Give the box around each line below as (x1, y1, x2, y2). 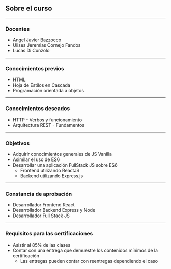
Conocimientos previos (5, 65, 65, 72)
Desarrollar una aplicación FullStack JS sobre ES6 (12, 162, 118, 168)
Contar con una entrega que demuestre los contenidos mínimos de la (12, 247, 158, 253)
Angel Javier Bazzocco (12, 37, 62, 43)
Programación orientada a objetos (12, 88, 84, 94)
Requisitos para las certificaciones (5, 230, 93, 237)
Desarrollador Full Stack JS (12, 212, 70, 219)
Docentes (5, 25, 30, 32)
